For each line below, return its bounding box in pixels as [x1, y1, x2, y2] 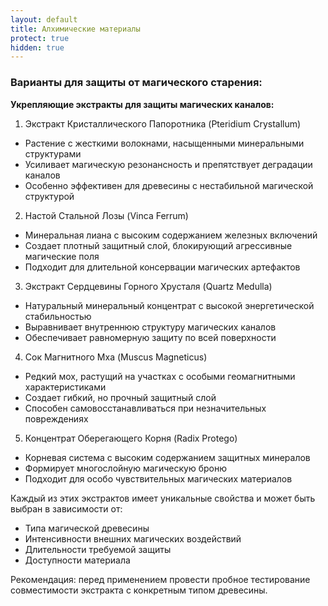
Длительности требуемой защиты [24, 543, 172, 555]
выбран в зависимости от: [10, 502, 123, 515]
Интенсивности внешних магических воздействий [24, 532, 242, 545]
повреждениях [24, 412, 89, 425]
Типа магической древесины [24, 522, 150, 534]
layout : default [10, 14, 78, 25]
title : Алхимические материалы [10, 24, 141, 34]
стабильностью [24, 310, 92, 322]
